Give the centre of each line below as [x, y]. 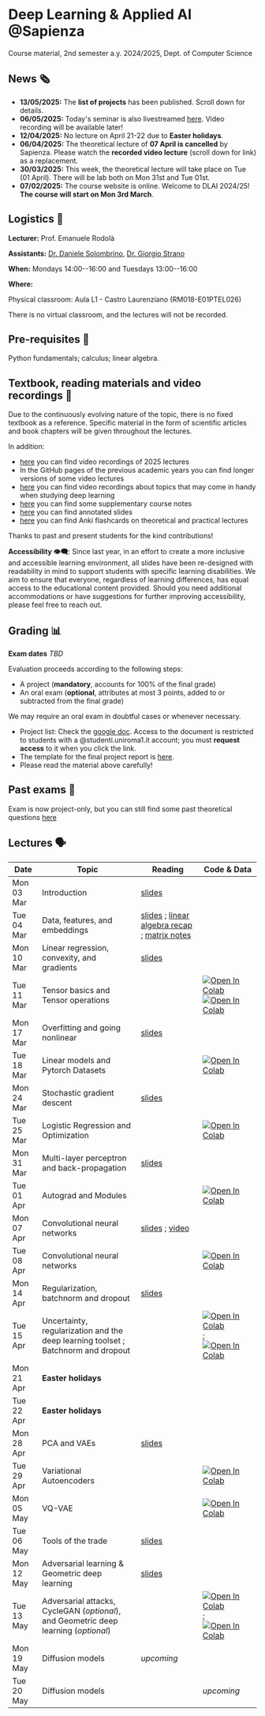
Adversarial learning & [83, 1563]
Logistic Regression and [87, 1125]
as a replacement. [49, 160]
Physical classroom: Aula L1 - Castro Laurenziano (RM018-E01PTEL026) [125, 299]
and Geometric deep [80, 1620]
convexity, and [69, 957]
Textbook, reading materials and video [105, 383]
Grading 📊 [35, 630]
